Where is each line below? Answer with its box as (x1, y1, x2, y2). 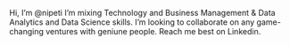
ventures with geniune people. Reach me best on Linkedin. (46, 26, 261, 36)
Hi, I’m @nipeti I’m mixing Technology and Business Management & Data (9, 8, 276, 18)
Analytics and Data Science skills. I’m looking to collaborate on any (9, 17, 255, 27)
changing (9, 26, 45, 36)
